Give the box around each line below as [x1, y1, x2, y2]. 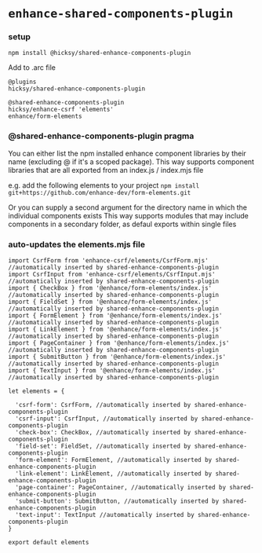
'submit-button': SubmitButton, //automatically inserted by [15, 497, 220, 505]
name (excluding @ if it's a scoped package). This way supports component [8, 156, 255, 167]
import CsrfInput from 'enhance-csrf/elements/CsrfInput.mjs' [8, 270, 216, 279]
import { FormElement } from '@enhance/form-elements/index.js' [8, 312, 223, 320]
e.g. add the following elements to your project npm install [8, 180, 200, 190]
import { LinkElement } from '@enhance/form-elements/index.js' [8, 325, 223, 334]
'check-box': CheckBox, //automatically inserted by [15, 429, 191, 437]
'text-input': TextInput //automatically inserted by [15, 511, 195, 519]
